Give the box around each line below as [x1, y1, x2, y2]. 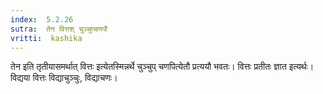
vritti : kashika [10, 33, 83, 43]
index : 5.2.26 [10, 14, 74, 25]
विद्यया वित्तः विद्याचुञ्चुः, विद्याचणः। [10, 72, 118, 84]
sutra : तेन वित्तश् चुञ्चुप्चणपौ [10, 24, 108, 34]
